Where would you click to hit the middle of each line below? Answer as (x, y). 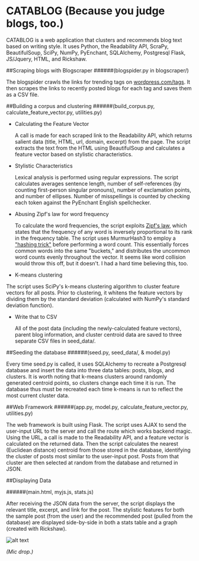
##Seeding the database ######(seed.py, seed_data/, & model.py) (88, 352)
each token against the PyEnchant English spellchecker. (83, 202)
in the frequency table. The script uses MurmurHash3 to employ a (95, 238)
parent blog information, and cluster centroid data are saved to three (98, 334)
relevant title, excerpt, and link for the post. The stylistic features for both (95, 509)
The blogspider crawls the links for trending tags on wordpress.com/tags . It (98, 82)
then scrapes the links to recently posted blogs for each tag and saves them (99, 88)
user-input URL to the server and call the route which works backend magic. (99, 431)
